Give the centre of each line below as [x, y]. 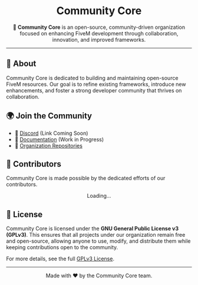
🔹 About [21, 64]
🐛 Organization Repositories [48, 145]
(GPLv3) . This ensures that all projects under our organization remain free [96, 235]
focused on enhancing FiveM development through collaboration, [99, 33]
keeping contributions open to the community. [62, 247]
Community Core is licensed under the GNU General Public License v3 [93, 228]
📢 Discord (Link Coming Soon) [51, 133]
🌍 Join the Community [49, 116]
